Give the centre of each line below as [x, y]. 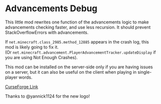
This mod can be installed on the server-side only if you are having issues [79, 67]
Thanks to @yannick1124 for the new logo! [47, 96]
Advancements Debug [51, 9]
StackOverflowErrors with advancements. [47, 32]
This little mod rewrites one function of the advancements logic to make [77, 22]
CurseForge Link [22, 86]
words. [26, 77]
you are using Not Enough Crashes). [41, 57]
